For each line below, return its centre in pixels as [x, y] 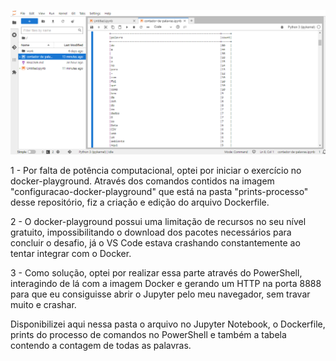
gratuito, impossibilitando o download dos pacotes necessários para [151, 232]
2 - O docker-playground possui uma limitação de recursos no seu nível [158, 221]
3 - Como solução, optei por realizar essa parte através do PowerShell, [156, 272]
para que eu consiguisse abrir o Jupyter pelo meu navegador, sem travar [160, 294]
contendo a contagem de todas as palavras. [101, 345]
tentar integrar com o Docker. [71, 253]
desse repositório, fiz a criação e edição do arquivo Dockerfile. [140, 202]
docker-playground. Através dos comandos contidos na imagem [142, 181]
